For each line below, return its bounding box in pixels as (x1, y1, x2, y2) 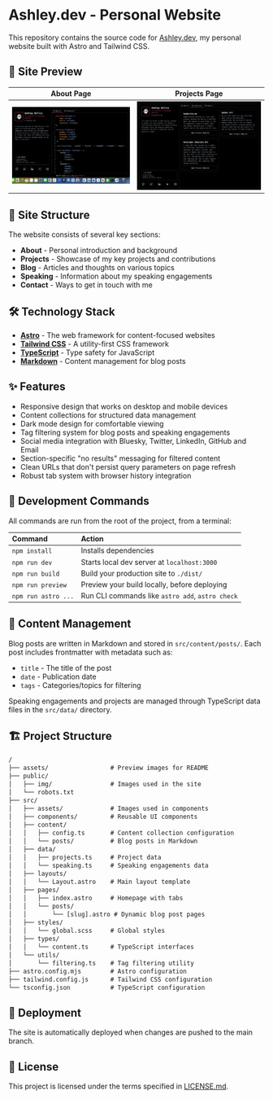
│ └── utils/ (8, 951, 60, 960)
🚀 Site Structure (8, 208, 90, 221)
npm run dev (11, 558, 53, 567)
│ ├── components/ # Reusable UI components (8, 812, 198, 821)
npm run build (11, 570, 60, 578)
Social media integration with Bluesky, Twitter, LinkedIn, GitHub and (19, 436, 246, 445)
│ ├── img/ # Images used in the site (8, 780, 201, 789)
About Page (50, 89, 92, 99)
